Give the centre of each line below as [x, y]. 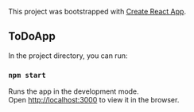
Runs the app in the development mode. [74, 91]
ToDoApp [32, 36]
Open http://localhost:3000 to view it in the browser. [94, 100]
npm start [27, 75]
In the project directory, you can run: [68, 56]
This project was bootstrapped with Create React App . [97, 12]
